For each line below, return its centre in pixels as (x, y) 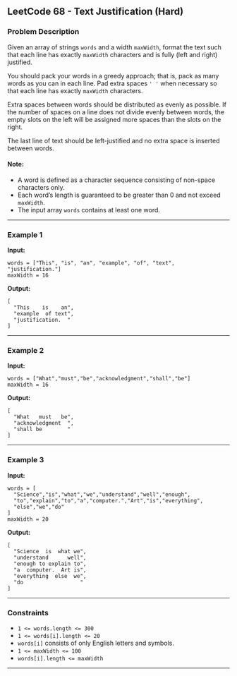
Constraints (28, 612)
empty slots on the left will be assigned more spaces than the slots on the (114, 119)
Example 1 (25, 234)
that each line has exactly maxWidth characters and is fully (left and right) (113, 54)
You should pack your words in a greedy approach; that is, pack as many (113, 76)
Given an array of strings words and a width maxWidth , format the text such (115, 47)
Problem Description (43, 32)
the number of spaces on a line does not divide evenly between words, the (116, 111)
